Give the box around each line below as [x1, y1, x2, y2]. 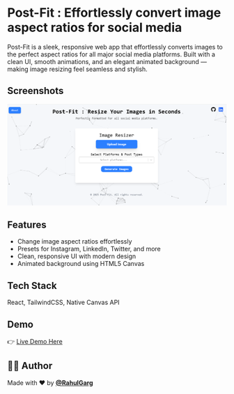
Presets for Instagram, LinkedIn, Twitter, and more [17, 245, 162, 253]
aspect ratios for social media [7, 19, 182, 36]
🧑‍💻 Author [7, 360, 53, 372]
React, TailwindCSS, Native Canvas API [7, 298, 120, 307]
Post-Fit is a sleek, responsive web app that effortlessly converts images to [7, 42, 223, 51]
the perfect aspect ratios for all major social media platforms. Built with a [7, 50, 216, 58]
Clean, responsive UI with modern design [17, 252, 136, 260]
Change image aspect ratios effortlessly [17, 237, 132, 246]
